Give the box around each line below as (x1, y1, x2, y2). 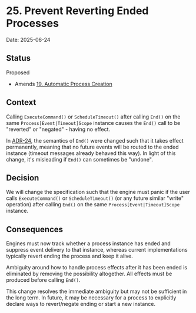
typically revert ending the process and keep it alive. (6, 252, 134, 260)
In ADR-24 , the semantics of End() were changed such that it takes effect (6, 137, 184, 144)
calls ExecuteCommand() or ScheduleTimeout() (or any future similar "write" (6, 195, 184, 202)
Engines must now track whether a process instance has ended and (6, 240, 171, 247)
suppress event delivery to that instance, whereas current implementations (6, 246, 188, 253)
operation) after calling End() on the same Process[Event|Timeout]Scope (6, 201, 180, 208)
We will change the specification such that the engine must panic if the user (6, 189, 190, 196)
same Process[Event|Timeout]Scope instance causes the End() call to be (6, 119, 181, 126)
